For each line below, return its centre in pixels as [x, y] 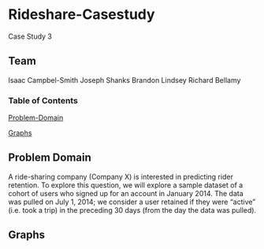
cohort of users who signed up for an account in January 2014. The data [126, 193]
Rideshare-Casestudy [82, 15]
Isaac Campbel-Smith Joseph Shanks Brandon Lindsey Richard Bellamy [125, 80]
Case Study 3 [30, 36]
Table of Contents [43, 100]
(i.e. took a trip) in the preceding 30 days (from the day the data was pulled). [132, 210]
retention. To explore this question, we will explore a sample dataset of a [126, 185]
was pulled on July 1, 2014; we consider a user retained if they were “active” [132, 202]
